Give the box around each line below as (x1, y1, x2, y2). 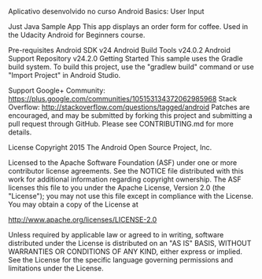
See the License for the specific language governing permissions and (8, 255, 234, 264)
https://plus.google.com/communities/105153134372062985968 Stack (8, 94, 238, 103)
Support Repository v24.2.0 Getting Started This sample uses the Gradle (8, 54, 243, 63)
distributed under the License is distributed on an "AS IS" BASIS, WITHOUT (8, 239, 252, 248)
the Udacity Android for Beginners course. (8, 31, 146, 39)
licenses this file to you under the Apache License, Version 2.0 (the (8, 183, 226, 192)
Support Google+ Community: (8, 86, 106, 95)
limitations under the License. (8, 263, 104, 273)
